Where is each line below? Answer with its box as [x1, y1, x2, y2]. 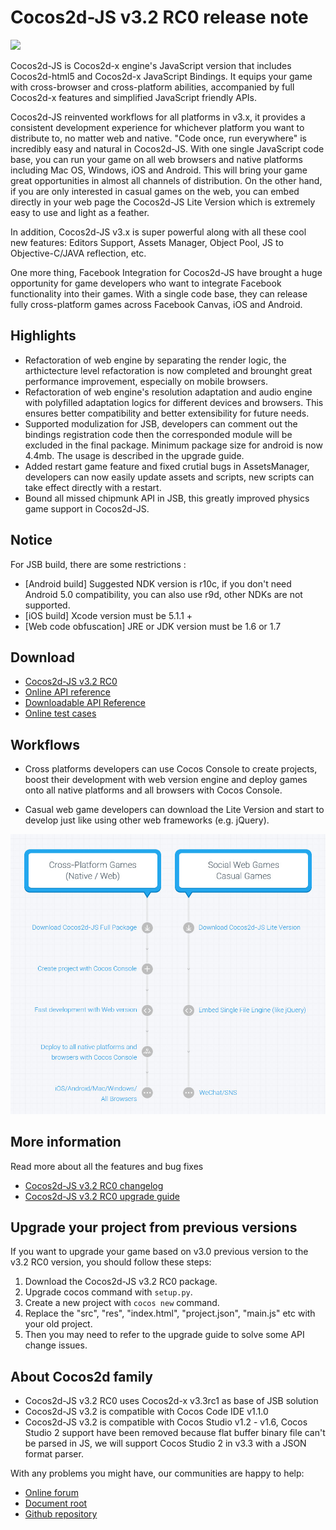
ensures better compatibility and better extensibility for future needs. [24, 407, 310, 419]
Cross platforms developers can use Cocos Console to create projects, [24, 763, 318, 775]
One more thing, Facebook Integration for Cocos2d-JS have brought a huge [10, 266, 323, 278]
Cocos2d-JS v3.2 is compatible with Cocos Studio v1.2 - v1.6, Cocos [24, 1416, 308, 1428]
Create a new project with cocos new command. [24, 1297, 220, 1309]
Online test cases [24, 707, 97, 720]
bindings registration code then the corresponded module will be [24, 428, 293, 440]
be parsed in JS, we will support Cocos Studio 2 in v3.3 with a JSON [24, 1437, 307, 1450]
